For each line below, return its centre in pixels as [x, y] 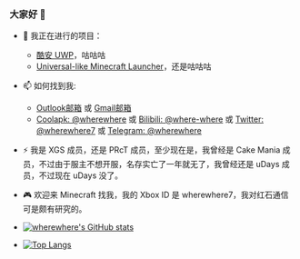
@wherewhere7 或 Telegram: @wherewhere [119, 131]
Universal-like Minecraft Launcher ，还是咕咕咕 [124, 66]
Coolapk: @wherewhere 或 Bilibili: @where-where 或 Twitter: [150, 119]
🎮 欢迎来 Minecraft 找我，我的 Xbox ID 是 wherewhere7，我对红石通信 [155, 195]
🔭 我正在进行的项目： [62, 36]
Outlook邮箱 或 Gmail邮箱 [84, 108]
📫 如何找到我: [49, 86]
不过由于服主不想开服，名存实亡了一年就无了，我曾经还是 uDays [159, 164]
